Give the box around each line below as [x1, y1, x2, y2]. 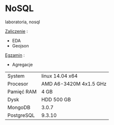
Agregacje [12, 62, 33, 67]
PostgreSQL [7, 112, 35, 119]
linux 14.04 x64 [41, 72, 78, 79]
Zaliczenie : [5, 28, 28, 34]
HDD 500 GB [41, 96, 71, 103]
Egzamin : [5, 52, 25, 58]
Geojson [12, 43, 29, 48]
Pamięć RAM [7, 88, 37, 95]
